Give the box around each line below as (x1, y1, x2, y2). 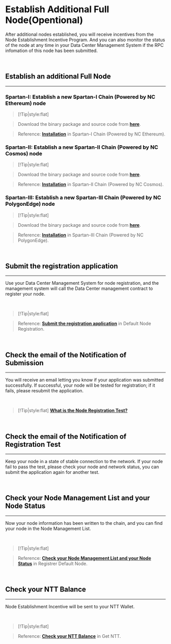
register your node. (5, 291, 46, 297)
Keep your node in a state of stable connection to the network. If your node (5, 459, 163, 465)
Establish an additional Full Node (5, 72, 111, 81)
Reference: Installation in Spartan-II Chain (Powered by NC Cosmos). (17, 181, 164, 187)
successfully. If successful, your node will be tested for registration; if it (5, 382, 155, 388)
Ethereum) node (5, 99, 46, 106)
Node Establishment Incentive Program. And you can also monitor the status (5, 37, 165, 43)
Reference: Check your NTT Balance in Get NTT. (17, 633, 121, 639)
